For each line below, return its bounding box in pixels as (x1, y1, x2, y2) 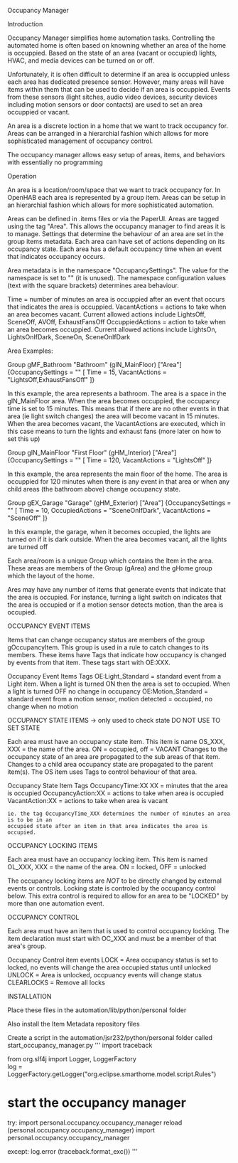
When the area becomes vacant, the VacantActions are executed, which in (7, 420, 226, 428)
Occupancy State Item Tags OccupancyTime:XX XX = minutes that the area (7, 782, 229, 790)
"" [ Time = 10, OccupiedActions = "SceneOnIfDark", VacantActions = (7, 506, 211, 514)
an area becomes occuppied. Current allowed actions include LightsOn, (7, 325, 217, 334)
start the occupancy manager (7, 1095, 187, 1111)
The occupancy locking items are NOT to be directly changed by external (7, 876, 222, 885)
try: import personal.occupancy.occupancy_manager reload (7, 1118, 183, 1127)
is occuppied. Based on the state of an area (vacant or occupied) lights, (7, 49, 217, 57)
